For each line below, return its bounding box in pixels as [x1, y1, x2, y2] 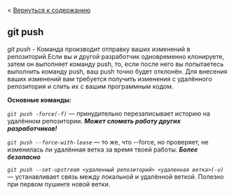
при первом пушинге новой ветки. [7, 180, 111, 188]
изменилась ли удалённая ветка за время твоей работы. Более [7, 145, 198, 154]
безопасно [7, 152, 41, 161]
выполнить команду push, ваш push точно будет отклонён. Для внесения [7, 67, 228, 76]
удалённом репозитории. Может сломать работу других [7, 116, 181, 125]
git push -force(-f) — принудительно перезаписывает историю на [7, 109, 210, 118]
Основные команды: [7, 95, 71, 104]
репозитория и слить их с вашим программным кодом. [7, 82, 174, 90]
